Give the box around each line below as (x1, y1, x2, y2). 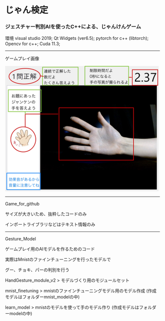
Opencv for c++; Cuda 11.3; (5, 41, 60, 47)
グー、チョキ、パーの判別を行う (5, 267, 70, 273)
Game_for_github (5, 201, 40, 207)
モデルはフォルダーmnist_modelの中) (5, 294, 80, 300)
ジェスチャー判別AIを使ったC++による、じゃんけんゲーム (5, 23, 141, 30)
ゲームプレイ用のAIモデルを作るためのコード (5, 246, 95, 252)
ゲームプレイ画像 (5, 56, 39, 61)
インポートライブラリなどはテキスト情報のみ (5, 222, 96, 228)
